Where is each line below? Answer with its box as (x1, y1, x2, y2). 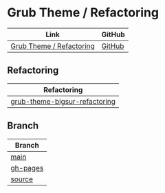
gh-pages (10, 163, 44, 172)
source (10, 174, 33, 183)
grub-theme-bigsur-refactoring (10, 96, 115, 106)
